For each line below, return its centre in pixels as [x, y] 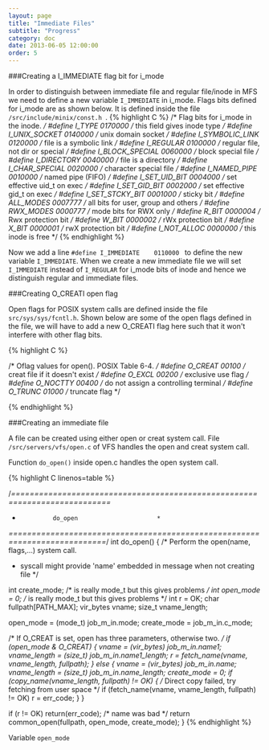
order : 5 [23, 53]
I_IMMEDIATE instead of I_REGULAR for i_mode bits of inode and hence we [127, 269]
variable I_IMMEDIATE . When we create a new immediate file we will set [125, 261]
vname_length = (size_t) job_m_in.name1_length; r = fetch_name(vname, [128, 655]
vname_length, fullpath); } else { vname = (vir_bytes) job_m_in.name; [122, 664]
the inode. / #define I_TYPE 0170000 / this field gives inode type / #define [130, 126]
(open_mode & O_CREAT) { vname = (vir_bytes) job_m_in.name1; [115, 647]
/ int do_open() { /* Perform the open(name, [178, 542]
